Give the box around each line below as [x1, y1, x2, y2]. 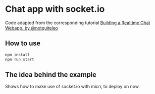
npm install [5, 52, 30, 57]
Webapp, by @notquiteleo [5, 25, 58, 31]
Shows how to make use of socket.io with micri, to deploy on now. [5, 84, 140, 90]
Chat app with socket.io [5, 3, 105, 15]
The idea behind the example [5, 70, 97, 79]
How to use [5, 39, 41, 48]
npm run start [5, 57, 35, 62]
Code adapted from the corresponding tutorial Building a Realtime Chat [5, 20, 150, 26]
